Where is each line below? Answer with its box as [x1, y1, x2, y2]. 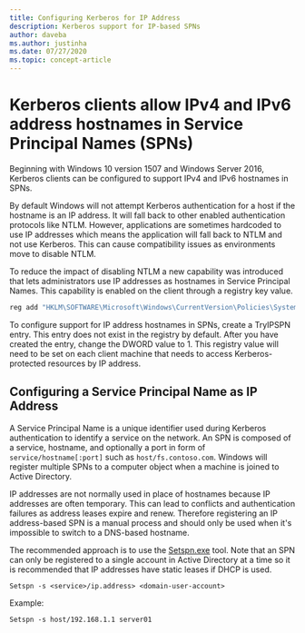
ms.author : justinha [9, 38, 88, 48]
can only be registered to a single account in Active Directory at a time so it [9, 554, 290, 565]
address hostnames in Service [9, 114, 243, 134]
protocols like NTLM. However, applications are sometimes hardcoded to [9, 219, 281, 230]
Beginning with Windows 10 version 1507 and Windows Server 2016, [9, 163, 265, 173]
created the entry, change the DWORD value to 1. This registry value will [9, 338, 280, 350]
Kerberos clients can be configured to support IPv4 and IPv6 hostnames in [9, 173, 289, 183]
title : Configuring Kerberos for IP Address [9, 13, 181, 23]
